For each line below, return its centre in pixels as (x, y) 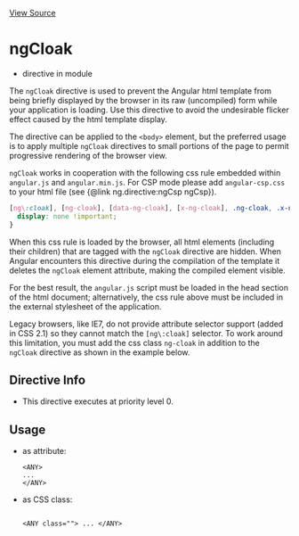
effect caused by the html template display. (88, 119)
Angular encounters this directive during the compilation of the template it (145, 260)
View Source (32, 13)
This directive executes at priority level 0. (97, 401)
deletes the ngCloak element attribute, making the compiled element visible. (148, 270)
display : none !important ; (67, 216)
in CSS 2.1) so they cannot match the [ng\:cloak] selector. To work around (146, 333)
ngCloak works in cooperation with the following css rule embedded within (145, 172)
